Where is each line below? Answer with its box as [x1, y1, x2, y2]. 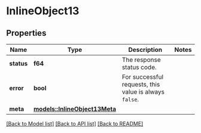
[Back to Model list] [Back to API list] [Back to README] [6, 120, 144, 127]
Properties [6, 28, 47, 38]
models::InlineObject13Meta [33, 105, 117, 113]
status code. [121, 63, 157, 71]
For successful [121, 73, 163, 81]
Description [128, 46, 163, 54]
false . [121, 95, 139, 103]
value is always [121, 88, 165, 96]
